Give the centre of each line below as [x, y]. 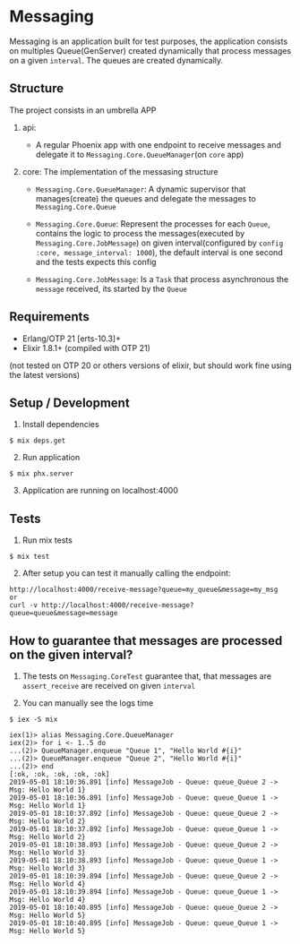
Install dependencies [61, 425]
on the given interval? [71, 654]
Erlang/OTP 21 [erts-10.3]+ [71, 339]
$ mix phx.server [42, 474]
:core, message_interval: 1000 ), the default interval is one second [159, 252]
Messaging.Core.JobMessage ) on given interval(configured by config [159, 243]
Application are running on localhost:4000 [100, 491]
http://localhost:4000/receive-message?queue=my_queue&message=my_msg [144, 590]
